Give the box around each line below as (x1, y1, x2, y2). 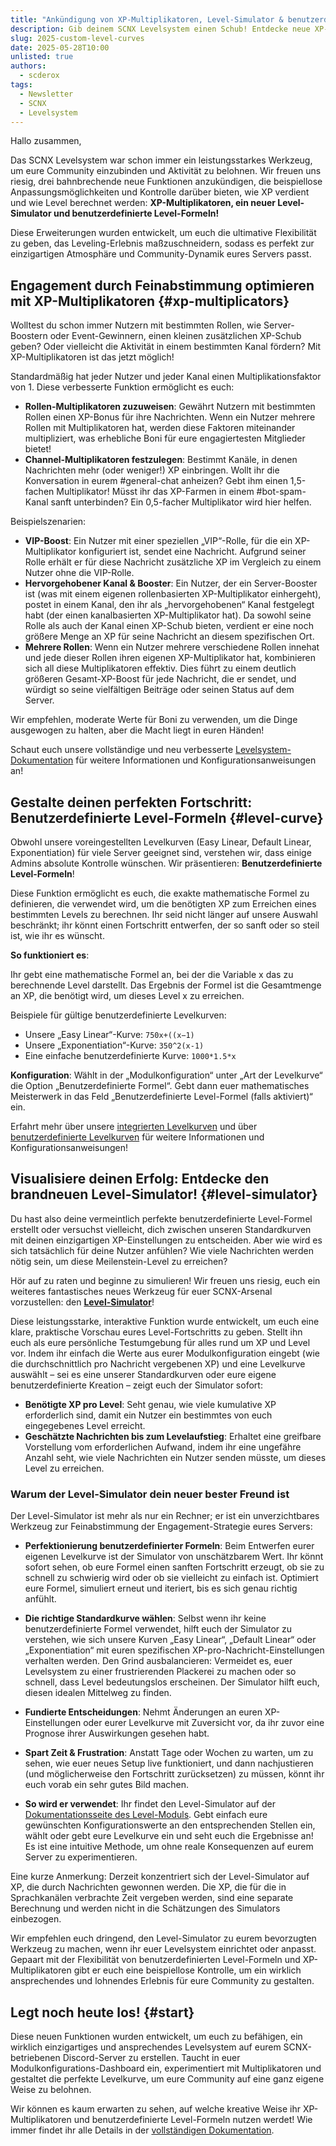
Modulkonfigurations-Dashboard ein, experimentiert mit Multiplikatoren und (10, 2062, 322, 2074)
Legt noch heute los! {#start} (10, 2004, 195, 2021)
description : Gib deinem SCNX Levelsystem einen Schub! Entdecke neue (10, 24, 311, 34)
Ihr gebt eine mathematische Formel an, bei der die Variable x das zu (10, 969, 294, 980)
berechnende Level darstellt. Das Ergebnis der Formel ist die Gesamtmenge (10, 979, 322, 991)
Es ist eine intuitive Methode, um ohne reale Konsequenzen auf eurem (24, 1841, 314, 1853)
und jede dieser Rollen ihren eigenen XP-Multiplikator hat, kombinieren (24, 652, 317, 664)
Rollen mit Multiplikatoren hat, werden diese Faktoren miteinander (24, 422, 296, 434)
